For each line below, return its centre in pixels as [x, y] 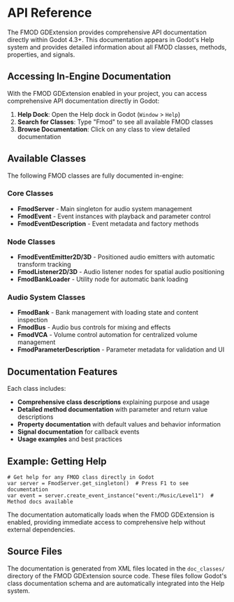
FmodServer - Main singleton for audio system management [104, 208]
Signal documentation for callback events [78, 432]
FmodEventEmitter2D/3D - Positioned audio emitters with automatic [116, 257]
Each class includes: [37, 389]
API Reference [50, 13]
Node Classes [31, 241]
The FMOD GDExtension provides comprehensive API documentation [107, 32]
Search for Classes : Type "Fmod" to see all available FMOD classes [115, 122]
